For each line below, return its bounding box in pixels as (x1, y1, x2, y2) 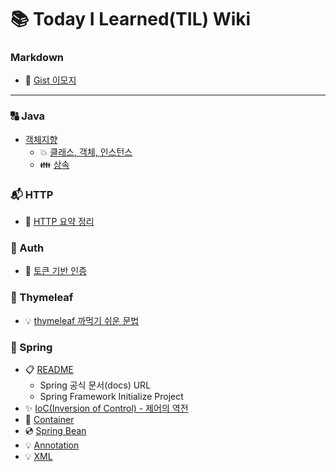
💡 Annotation (24, 439, 80, 451)
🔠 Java (10, 109, 46, 123)
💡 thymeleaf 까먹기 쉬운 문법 (24, 314, 140, 326)
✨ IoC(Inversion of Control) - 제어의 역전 (24, 402, 189, 414)
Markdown (10, 51, 64, 65)
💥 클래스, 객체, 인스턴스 (39, 146, 133, 158)
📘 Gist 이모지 (24, 74, 77, 86)
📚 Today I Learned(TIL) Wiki (10, 8, 252, 31)
